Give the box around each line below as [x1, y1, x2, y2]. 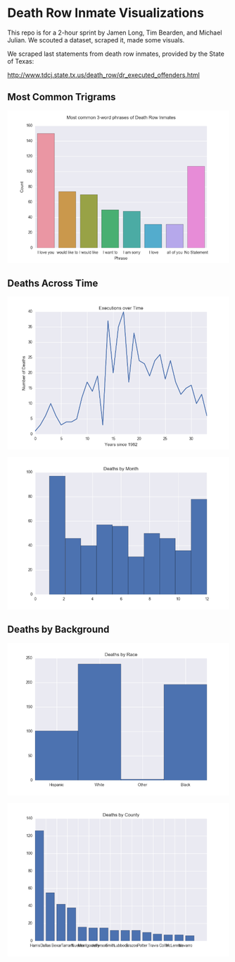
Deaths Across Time [7, 277, 99, 289]
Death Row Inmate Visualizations [7, 5, 204, 21]
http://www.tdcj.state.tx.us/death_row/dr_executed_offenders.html [7, 71, 201, 79]
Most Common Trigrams [7, 91, 116, 103]
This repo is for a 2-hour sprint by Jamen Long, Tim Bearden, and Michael [7, 28, 222, 37]
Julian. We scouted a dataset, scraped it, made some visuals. [7, 35, 185, 44]
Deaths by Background [7, 624, 110, 636]
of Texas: [7, 57, 34, 65]
